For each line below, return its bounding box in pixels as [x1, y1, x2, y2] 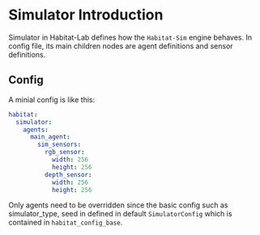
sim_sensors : [37, 140, 82, 149]
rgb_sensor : [44, 148, 85, 156]
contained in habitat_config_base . [8, 217, 123, 228]
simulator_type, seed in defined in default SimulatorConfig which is [8, 209, 232, 219]
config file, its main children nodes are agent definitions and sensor [8, 41, 233, 50]
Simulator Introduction [8, 6, 164, 24]
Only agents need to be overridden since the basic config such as [8, 200, 228, 210]
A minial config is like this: [8, 95, 96, 105]
